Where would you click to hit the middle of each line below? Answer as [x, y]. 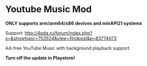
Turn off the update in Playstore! [40, 58]
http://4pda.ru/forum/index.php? [58, 33]
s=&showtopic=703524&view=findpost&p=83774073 [61, 38]
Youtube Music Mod [49, 9]
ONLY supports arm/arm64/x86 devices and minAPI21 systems [74, 23]
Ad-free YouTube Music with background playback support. [68, 48]
